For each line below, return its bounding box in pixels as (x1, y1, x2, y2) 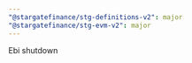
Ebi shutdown (8, 45, 58, 55)
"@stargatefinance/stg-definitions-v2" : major (8, 12, 183, 22)
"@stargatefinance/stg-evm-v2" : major (8, 21, 151, 30)
